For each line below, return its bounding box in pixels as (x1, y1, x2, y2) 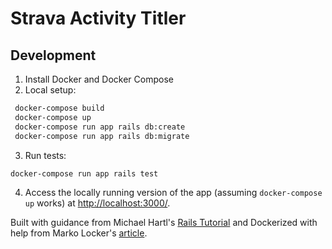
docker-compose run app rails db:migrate (14, 131, 190, 141)
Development (10, 47, 97, 64)
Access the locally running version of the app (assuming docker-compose (24, 187, 323, 199)
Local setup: (24, 84, 77, 96)
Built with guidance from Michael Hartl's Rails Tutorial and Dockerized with (10, 217, 318, 229)
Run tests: (24, 149, 67, 161)
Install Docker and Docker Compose (24, 73, 174, 85)
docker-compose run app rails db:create (14, 122, 186, 132)
